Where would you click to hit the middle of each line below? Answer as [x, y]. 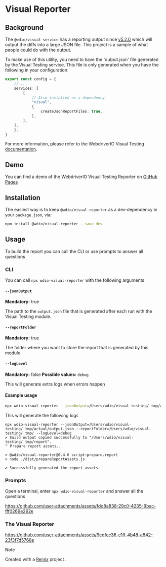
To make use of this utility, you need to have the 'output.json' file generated [82, 60]
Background [24, 28]
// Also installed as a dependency [68, 98]
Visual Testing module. [28, 316]
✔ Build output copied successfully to [46, 438]
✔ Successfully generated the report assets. [53, 468]
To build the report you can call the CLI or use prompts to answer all [74, 251]
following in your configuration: [37, 70]
